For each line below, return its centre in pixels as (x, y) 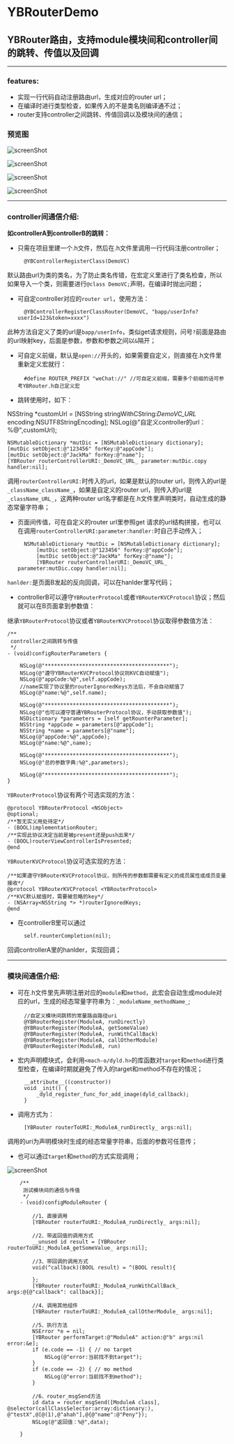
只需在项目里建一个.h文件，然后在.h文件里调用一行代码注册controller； (119, 248)
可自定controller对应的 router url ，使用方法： (83, 298)
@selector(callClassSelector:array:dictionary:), (81, 1409)
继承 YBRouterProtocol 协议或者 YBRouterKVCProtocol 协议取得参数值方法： (111, 620)
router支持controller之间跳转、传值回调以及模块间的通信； (101, 115)
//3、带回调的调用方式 (60, 1262)
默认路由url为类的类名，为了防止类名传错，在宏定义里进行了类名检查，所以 (115, 275)
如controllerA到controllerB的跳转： (58, 233)
